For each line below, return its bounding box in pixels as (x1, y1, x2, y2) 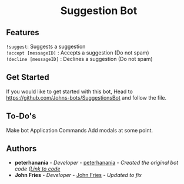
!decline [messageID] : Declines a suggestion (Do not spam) (6, 56, 153, 62)
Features (6, 28, 39, 38)
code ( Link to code (14, 165, 61, 172)
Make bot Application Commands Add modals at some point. (6, 127, 153, 134)
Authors (6, 144, 37, 154)
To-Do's (6, 111, 36, 121)
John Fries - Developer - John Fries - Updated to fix (14, 172, 142, 179)
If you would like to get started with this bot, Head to (6, 88, 133, 95)
